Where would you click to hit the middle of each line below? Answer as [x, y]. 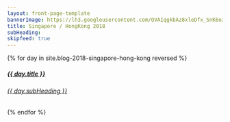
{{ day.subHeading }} [37, 91]
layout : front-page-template [49, 13]
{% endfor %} [27, 112]
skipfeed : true [29, 39]
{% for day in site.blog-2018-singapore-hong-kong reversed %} [97, 58]
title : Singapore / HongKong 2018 [56, 26]
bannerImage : [26, 20]
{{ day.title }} [26, 74]
